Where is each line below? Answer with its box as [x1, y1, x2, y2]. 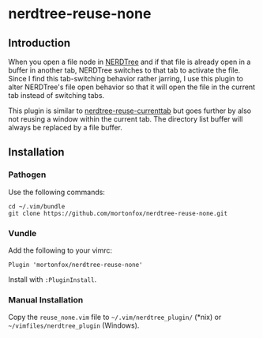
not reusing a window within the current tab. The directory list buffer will [8, 115, 243, 123]
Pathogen [8, 169, 47, 180]
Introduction [8, 36, 71, 50]
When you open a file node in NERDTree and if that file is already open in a [8, 57, 251, 66]
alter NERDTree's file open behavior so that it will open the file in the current [8, 82, 255, 92]
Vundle [8, 227, 37, 238]
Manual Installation [8, 294, 84, 305]
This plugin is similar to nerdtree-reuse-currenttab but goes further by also [8, 106, 251, 115]
